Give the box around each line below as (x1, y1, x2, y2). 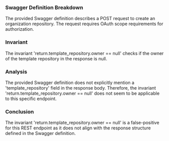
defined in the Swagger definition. (5, 130, 76, 136)
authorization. (5, 26, 34, 32)
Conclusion (5, 108, 34, 115)
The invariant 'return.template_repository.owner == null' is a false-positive (5, 120, 160, 126)
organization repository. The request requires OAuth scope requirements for (5, 21, 163, 27)
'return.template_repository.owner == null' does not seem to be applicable (5, 90, 160, 96)
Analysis (5, 68, 28, 75)
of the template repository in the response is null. (5, 55, 107, 61)
